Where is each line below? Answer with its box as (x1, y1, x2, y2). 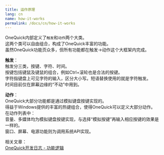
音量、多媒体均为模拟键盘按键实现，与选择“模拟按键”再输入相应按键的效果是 (5, 116, 159, 122)
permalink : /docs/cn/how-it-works (5, 20, 76, 26)
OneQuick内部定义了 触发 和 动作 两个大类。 (5, 35, 87, 40)
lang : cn (5, 12, 23, 17)
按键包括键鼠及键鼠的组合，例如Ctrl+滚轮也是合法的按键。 (5, 69, 122, 76)
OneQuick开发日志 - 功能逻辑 (5, 145, 64, 151)
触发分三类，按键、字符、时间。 (5, 63, 70, 69)
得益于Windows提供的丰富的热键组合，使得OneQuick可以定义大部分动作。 (5, 104, 156, 110)
